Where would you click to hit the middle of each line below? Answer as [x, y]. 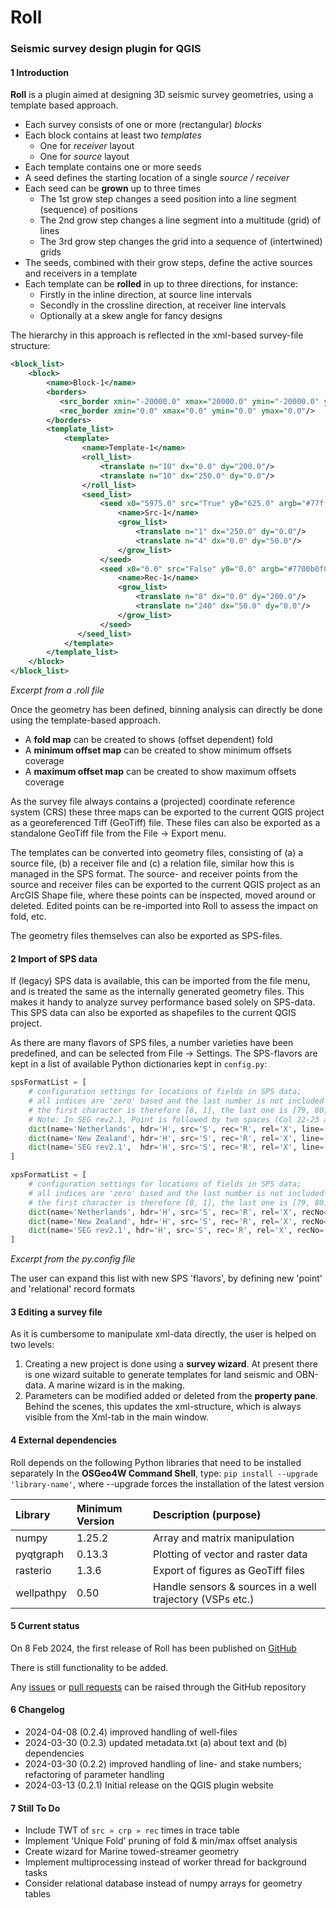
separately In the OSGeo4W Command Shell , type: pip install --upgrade [164, 1473]
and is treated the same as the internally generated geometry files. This [157, 992]
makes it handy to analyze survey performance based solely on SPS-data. [163, 1002]
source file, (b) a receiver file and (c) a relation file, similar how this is [152, 863]
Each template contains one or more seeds [113, 167]
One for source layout [84, 157]
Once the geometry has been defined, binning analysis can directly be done [166, 710]
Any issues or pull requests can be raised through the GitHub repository [158, 1687]
